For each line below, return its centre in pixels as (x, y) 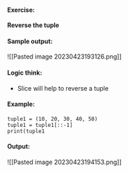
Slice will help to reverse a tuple (63, 88)
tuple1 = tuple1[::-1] (40, 125)
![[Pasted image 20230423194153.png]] (64, 162)
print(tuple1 (26, 131)
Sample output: (30, 41)
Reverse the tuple (33, 25)
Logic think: (25, 73)
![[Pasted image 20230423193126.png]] (64, 57)
